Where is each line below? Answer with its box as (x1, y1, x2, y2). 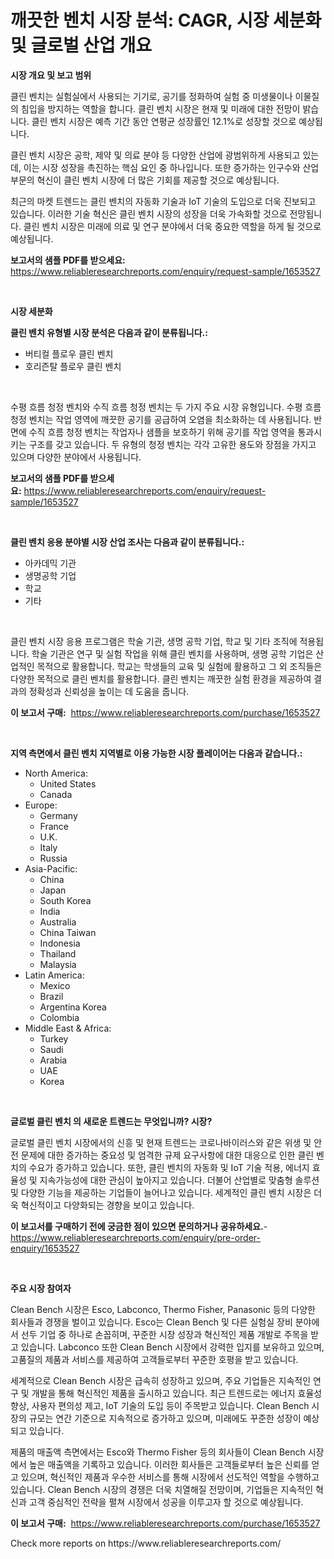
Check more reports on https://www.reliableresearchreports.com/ (10, 1537, 282, 1549)
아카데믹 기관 (24, 557, 77, 569)
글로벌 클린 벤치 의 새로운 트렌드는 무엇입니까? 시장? (10, 1115, 213, 1127)
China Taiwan (39, 926, 97, 938)
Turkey (39, 1032, 69, 1045)
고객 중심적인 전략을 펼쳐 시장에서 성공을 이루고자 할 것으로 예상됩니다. (28, 1496, 304, 1508)
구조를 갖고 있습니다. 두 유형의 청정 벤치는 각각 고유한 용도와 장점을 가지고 (28, 438, 317, 450)
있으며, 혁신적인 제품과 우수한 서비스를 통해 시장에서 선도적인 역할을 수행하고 (20, 1471, 320, 1483)
